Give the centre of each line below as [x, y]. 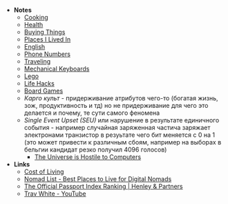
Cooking [36, 17]
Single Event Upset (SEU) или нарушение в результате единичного [122, 120]
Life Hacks [39, 83]
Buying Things [45, 32]
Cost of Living [44, 171]
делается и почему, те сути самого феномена [92, 113]
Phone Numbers [47, 54]
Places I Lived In [47, 39]
